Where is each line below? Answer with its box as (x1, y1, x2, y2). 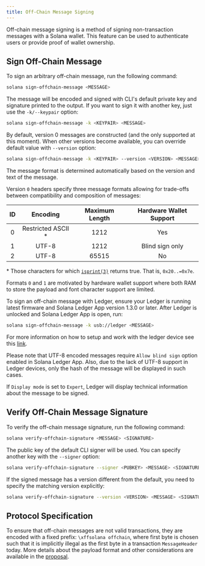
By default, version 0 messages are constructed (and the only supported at (6, 131, 195, 139)
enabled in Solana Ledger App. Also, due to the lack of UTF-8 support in (6, 358, 189, 365)
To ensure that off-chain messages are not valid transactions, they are (6, 527, 183, 534)
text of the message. (6, 173, 59, 181)
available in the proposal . (6, 553, 70, 561)
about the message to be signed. (6, 389, 90, 397)
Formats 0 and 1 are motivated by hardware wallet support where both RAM (6, 279, 196, 287)
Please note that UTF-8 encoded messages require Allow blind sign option (6, 352, 198, 359)
